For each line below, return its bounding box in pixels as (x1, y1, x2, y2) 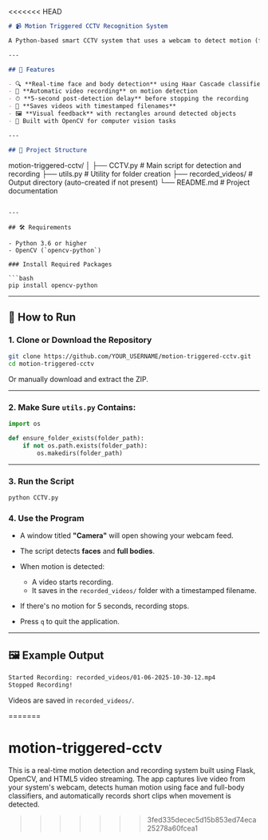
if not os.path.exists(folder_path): (22, 441, 148, 450)
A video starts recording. (31, 577, 114, 587)
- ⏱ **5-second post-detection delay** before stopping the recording (8, 95, 249, 103)
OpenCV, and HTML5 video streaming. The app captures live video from (8, 774, 246, 783)
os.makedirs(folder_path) (37, 449, 124, 457)
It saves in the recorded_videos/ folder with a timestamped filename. (31, 586, 257, 595)
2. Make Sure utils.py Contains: (8, 401, 136, 412)
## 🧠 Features (8, 66, 56, 74)
